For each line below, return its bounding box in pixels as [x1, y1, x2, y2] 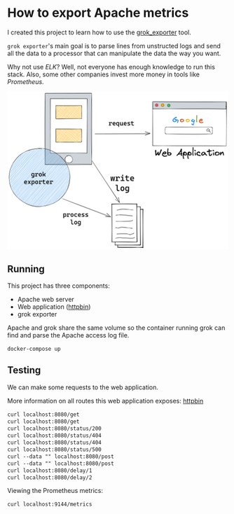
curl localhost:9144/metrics [7, 501, 92, 508]
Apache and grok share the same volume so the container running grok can [7, 324, 226, 332]
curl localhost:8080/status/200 [7, 425, 102, 432]
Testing [7, 364, 41, 376]
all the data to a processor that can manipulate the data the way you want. [7, 49, 221, 57]
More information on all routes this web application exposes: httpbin [7, 396, 204, 405]
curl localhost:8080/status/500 [7, 446, 102, 453]
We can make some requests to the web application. [7, 383, 159, 391]
